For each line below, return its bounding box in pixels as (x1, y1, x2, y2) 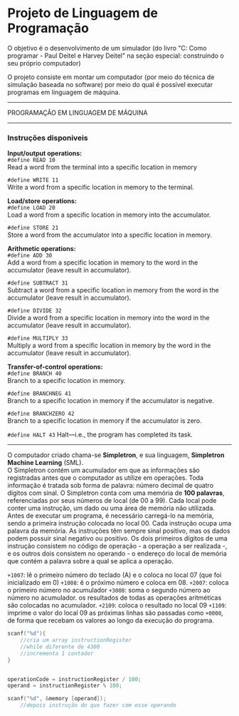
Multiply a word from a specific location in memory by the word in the (7, 341, 211, 350)
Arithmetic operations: (7, 245, 76, 253)
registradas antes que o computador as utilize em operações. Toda (7, 474, 204, 482)
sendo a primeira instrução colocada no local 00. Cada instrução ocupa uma (7, 519, 232, 528)
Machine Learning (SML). (7, 459, 84, 467)
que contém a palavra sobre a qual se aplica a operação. (7, 557, 174, 566)
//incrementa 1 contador (20, 650, 94, 657)
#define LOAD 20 (7, 205, 55, 212)
